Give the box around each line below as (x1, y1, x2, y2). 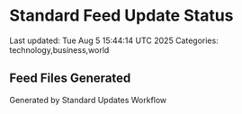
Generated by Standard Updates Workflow (9, 94, 167, 105)
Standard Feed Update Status (9, 5, 234, 26)
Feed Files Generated (9, 71, 131, 86)
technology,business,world (9, 44, 110, 55)
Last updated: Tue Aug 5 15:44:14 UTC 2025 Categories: (9, 35, 219, 46)
